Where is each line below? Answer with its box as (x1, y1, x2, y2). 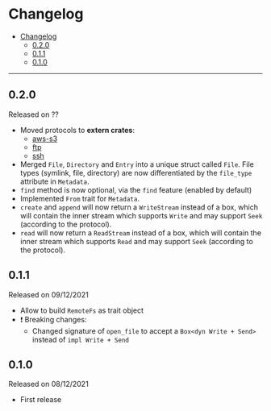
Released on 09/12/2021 (8, 289, 89, 299)
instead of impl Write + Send (31, 334, 129, 344)
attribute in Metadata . (19, 176, 90, 186)
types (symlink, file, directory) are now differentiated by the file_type (19, 168, 252, 177)
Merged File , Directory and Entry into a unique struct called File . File (19, 159, 254, 169)
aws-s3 (31, 134, 58, 143)
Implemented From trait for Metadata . (19, 193, 140, 203)
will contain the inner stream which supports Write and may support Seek (19, 210, 263, 220)
